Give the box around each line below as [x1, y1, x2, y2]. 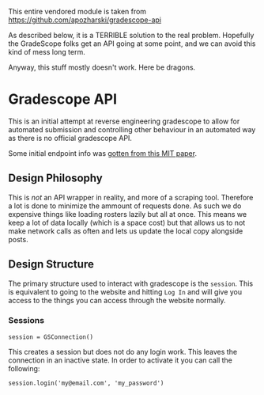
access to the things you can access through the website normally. [8, 295, 227, 305]
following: [8, 363, 40, 373]
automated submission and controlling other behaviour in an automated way [8, 124, 256, 134]
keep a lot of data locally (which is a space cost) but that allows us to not [8, 218, 246, 227]
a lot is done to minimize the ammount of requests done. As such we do [8, 201, 242, 211]
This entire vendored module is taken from [8, 7, 147, 16]
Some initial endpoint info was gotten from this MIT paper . [8, 148, 198, 158]
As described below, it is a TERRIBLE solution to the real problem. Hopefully [8, 31, 255, 40]
